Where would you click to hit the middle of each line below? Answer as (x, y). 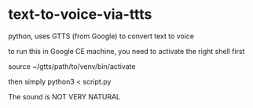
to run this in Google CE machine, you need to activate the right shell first (126, 51)
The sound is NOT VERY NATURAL (64, 96)
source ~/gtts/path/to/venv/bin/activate (72, 66)
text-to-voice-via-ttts (80, 14)
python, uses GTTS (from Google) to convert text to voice (101, 36)
